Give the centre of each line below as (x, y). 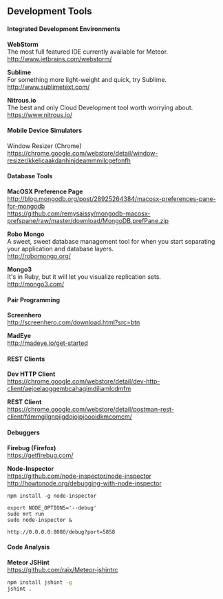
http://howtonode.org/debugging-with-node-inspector (84, 483)
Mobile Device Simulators (45, 131)
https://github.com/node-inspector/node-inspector (79, 476)
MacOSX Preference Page (45, 191)
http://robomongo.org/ (39, 256)
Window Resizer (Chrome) (44, 146)
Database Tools (30, 176)
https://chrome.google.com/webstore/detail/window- (83, 153)
